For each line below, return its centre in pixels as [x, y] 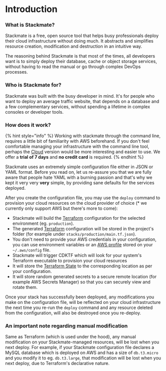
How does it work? [28, 125]
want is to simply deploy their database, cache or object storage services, [81, 62]
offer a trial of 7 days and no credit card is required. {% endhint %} [75, 157]
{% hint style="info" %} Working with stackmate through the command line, [83, 136]
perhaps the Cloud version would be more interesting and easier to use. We [83, 152]
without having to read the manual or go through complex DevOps [73, 67]
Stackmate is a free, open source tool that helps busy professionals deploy [82, 36]
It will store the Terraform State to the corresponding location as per [82, 266]
